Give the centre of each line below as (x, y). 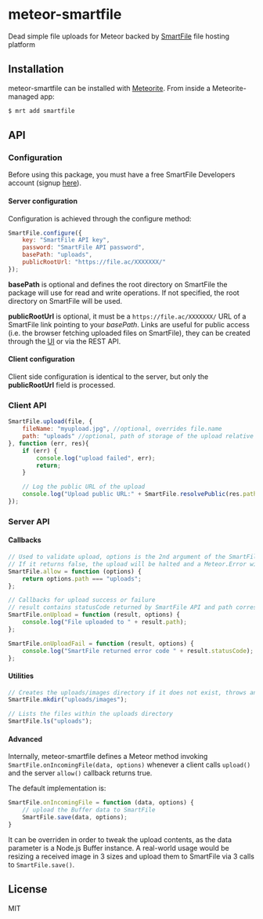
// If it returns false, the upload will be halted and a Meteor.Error (127, 564)
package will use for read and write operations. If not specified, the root (124, 293)
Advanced (25, 738)
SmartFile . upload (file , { (50, 421)
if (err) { (40, 450)
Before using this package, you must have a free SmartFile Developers (122, 175)
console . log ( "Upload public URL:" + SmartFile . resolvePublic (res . (133, 494)
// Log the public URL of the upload (84, 487)
